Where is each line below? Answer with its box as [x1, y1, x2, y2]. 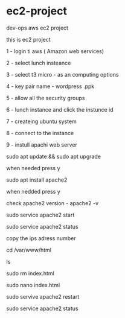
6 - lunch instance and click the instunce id [6, 106, 114, 113]
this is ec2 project [6, 36, 51, 43]
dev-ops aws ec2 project [6, 24, 68, 31]
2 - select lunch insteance [6, 59, 71, 66]
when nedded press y [6, 188, 60, 195]
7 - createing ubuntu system [6, 118, 77, 125]
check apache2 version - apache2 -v [6, 199, 98, 206]
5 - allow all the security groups [6, 94, 85, 101]
